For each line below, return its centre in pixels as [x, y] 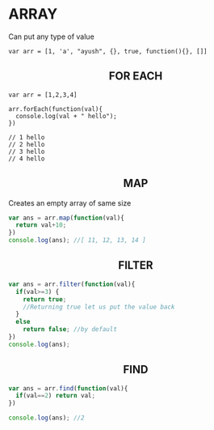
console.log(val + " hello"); [66, 116]
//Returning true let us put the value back [99, 307]
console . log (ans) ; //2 [46, 418]
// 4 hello [27, 159]
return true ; [45, 299]
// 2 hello [27, 144]
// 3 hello [27, 151]
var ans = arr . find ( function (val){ [68, 388]
